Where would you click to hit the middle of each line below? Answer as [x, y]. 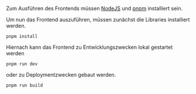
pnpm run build [25, 85]
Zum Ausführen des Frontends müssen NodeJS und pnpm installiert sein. [94, 8]
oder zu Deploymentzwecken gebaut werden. [61, 75]
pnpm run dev [22, 64]
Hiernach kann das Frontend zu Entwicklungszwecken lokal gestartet [90, 47]
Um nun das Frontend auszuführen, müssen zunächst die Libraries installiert [98, 19]
